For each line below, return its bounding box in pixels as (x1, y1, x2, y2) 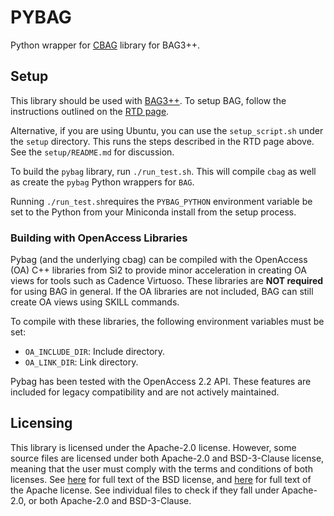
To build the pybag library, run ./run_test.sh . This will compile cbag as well (10, 165, 317, 177)
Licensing (10, 415, 73, 432)
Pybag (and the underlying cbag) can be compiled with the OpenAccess (10, 254, 308, 266)
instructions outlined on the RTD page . (10, 105, 170, 117)
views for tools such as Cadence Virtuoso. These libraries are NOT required (10, 275, 324, 287)
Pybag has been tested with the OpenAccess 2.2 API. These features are (10, 376, 312, 388)
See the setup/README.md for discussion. (10, 146, 175, 158)
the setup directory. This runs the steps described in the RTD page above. (10, 135, 315, 147)
